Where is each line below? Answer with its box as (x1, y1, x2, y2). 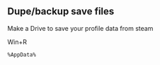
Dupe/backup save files (7, 6, 115, 17)
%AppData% (7, 51, 37, 58)
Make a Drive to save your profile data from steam (7, 24, 154, 32)
